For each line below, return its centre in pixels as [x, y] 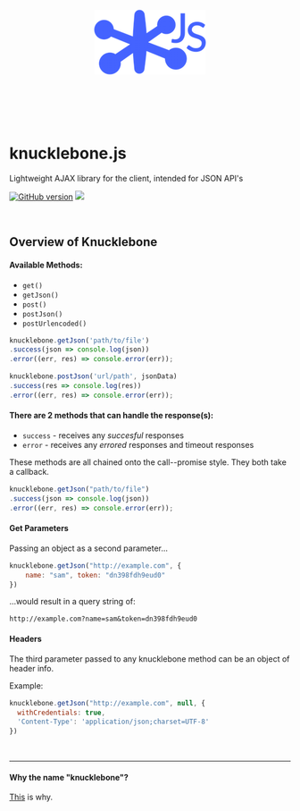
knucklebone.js [68, 153]
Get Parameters [39, 528]
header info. [32, 668]
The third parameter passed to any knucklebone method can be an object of [150, 659]
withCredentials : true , [61, 713]
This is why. [31, 797]
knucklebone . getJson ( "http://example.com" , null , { [107, 703]
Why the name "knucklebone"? [69, 777]
